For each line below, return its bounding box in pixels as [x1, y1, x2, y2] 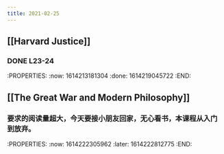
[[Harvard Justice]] [7, 36, 91, 47]
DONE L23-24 [7, 56, 55, 65]
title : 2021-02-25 [7, 10, 60, 17]
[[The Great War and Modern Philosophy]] [7, 91, 190, 103]
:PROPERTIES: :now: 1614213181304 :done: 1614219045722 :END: [7, 71, 192, 80]
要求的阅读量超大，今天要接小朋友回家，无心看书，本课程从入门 [7, 113, 218, 123]
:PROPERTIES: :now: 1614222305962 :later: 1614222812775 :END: [7, 140, 192, 148]
